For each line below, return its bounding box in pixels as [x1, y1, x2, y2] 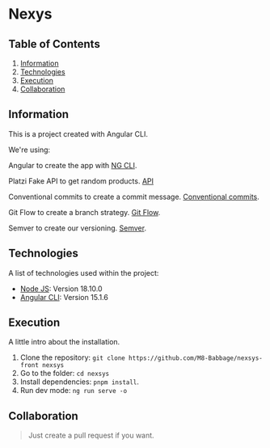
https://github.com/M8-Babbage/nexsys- [128, 354, 263, 362]
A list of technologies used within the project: [8, 268, 159, 277]
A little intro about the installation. [8, 337, 120, 347]
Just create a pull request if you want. [27, 430, 155, 441]
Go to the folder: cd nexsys [19, 369, 110, 378]
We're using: [8, 145, 51, 154]
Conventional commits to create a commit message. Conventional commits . [8, 192, 260, 201]
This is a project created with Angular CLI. [8, 129, 148, 138]
